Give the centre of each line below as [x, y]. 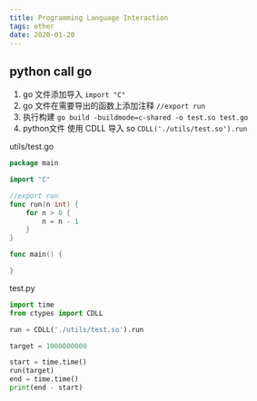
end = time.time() [44, 379]
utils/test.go [32, 147]
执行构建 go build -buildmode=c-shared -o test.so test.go [135, 117]
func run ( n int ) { [44, 204]
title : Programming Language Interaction [89, 18]
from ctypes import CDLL [56, 313]
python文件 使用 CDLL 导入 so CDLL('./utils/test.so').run [135, 129]
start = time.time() [49, 362]
